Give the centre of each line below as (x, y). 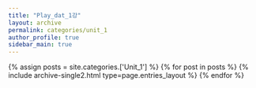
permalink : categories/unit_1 (58, 30)
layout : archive (35, 23)
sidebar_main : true (40, 45)
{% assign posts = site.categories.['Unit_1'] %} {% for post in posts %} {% (128, 67)
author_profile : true (44, 37)
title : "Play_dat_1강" (45, 15)
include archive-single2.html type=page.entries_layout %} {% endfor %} (126, 75)
